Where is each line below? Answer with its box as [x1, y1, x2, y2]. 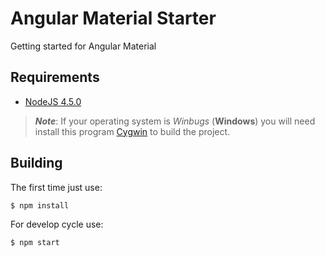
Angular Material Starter [10, 7, 217, 30]
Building [10, 155, 63, 172]
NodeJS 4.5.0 [24, 95, 82, 107]
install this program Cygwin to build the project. [34, 125, 231, 137]
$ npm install [10, 200, 70, 211]
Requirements [10, 69, 100, 86]
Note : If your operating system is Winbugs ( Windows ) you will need [34, 115, 316, 127]
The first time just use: [10, 181, 103, 193]
